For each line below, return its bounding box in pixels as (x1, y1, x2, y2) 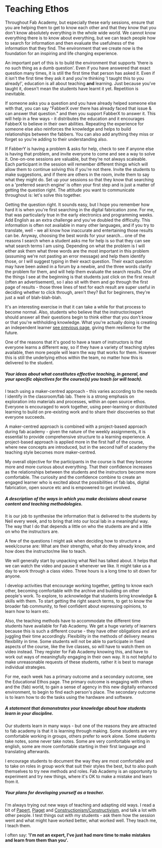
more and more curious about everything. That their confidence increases (5, 464, 152, 470)
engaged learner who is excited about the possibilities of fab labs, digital (5, 479, 150, 485)
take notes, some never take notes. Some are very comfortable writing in (5, 738, 150, 744)
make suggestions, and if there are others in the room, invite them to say (5, 171, 150, 177)
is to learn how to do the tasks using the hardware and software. (5, 694, 133, 700)
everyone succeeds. (5, 414, 46, 420)
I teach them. (5, 822, 31, 829)
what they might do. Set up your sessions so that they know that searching (5, 176, 154, 183)
